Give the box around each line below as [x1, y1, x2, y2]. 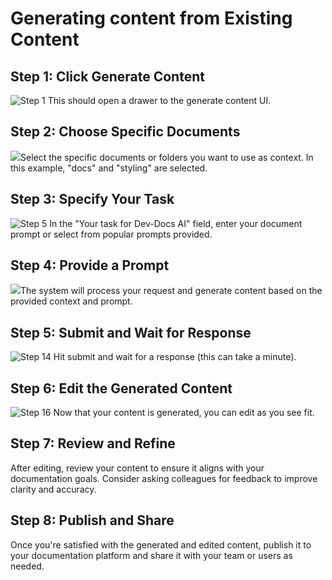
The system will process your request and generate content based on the [20, 285, 323, 297]
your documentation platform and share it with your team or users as [10, 549, 293, 561]
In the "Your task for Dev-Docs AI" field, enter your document [49, 217, 303, 229]
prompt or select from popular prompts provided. [10, 228, 213, 240]
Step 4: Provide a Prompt [10, 257, 170, 274]
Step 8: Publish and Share [10, 512, 175, 529]
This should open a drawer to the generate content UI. [47, 95, 272, 106]
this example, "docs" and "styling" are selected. [10, 162, 208, 174]
